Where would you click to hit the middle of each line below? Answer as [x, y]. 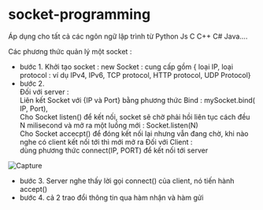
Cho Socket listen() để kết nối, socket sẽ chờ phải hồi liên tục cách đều [135, 116]
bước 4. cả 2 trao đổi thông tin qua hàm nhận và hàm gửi [111, 197]
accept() [33, 189]
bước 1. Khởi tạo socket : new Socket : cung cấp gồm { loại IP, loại [126, 66]
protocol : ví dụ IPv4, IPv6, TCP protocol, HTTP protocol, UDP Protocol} [135, 75]
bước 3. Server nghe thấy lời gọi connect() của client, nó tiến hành [127, 181]
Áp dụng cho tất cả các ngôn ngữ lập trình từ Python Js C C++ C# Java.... [128, 36]
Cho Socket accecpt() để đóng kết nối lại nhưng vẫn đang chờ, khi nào [134, 133]
